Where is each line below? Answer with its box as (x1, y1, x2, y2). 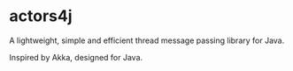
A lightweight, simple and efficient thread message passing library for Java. (9, 35, 285, 46)
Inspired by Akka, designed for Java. (9, 52, 143, 62)
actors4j (9, 6, 73, 26)
